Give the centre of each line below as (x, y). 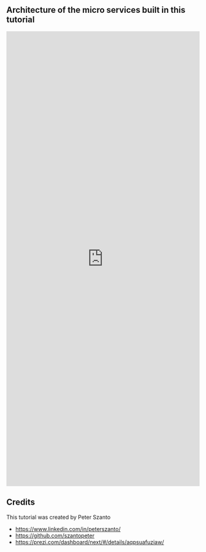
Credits (21, 503)
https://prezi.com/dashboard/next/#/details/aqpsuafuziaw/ (90, 542)
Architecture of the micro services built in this (96, 10)
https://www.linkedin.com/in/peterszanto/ (68, 529)
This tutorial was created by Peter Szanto (59, 517)
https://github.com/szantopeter (55, 535)
